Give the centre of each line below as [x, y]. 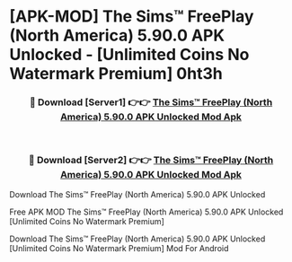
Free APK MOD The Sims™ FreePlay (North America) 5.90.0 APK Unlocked [146, 212]
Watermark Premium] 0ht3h [116, 74]
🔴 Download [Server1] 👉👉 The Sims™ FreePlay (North [151, 102]
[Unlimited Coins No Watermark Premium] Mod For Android [119, 248]
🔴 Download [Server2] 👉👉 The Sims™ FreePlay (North [151, 161]
